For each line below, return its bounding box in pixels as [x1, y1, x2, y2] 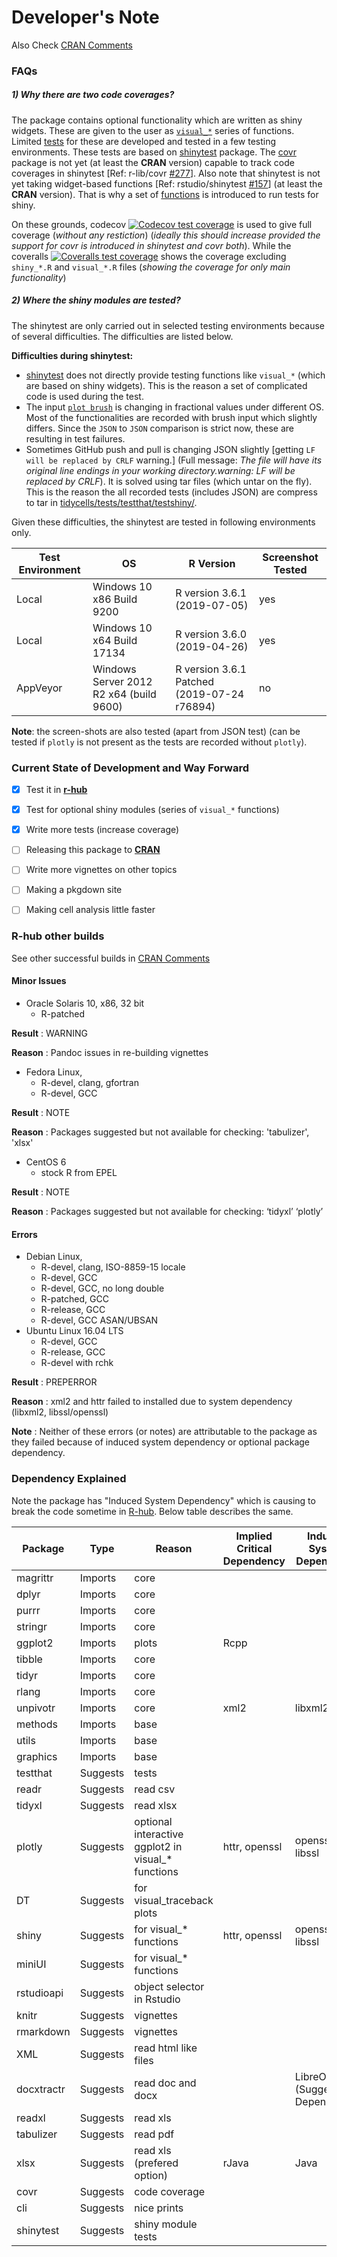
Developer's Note [11, 6, 160, 29]
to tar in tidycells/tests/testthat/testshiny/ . [25, 496, 198, 508]
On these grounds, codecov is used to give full [11, 218, 313, 230]
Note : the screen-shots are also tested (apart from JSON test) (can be [11, 725, 301, 737]
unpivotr [16, 1701, 56, 1715]
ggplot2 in [134, 1839, 183, 1853]
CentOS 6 [25, 1156, 67, 1168]
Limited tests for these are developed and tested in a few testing [11, 135, 277, 147]
